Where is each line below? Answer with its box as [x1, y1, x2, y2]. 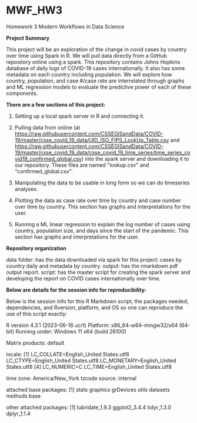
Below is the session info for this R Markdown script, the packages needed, [6, 298, 189, 305]
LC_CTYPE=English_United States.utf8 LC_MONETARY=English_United [6, 357, 176, 364]
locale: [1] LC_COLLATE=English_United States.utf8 [6, 351, 129, 358]
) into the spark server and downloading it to [81, 155, 189, 162]
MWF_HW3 [6, 4, 63, 17]
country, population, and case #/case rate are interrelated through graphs [6, 77, 185, 84]
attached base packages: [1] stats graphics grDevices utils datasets [6, 386, 171, 393]
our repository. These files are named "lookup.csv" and [14, 161, 149, 168]
